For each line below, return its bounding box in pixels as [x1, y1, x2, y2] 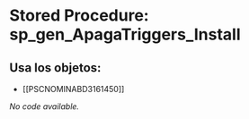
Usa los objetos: [9, 60, 102, 75]
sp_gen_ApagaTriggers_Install [9, 24, 241, 45]
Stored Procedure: [9, 5, 150, 26]
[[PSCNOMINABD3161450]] [22, 84, 125, 94]
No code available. [9, 101, 79, 112]
